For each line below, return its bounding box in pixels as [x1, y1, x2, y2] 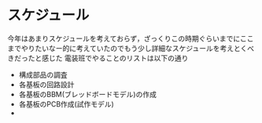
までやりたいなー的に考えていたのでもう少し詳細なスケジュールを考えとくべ [7, 43, 255, 52]
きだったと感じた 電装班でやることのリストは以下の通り [7, 53, 189, 63]
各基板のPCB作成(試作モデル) [18, 99, 115, 109]
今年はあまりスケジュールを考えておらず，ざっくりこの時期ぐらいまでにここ [7, 34, 254, 43]
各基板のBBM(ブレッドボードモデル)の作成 [18, 89, 157, 99]
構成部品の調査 [18, 70, 68, 79]
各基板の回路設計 [18, 79, 75, 89]
